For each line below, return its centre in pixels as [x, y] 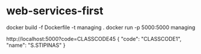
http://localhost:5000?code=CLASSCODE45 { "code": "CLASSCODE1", [94, 39]
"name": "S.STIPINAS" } [36, 45]
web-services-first [55, 11]
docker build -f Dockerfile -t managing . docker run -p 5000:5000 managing [101, 27]
